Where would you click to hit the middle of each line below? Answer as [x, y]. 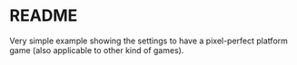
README [44, 16]
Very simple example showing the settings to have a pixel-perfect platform [149, 41]
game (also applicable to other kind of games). [97, 50]
